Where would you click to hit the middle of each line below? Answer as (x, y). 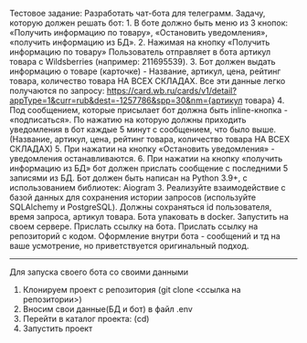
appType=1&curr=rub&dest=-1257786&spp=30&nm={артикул (126, 100)
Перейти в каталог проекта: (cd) (86, 319)
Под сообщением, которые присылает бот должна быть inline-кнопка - (148, 110)
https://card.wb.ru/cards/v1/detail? (172, 91)
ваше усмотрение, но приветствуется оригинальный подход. (129, 246)
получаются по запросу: (57, 91)
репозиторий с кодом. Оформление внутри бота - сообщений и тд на (145, 236)
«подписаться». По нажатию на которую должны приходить (128, 120)
